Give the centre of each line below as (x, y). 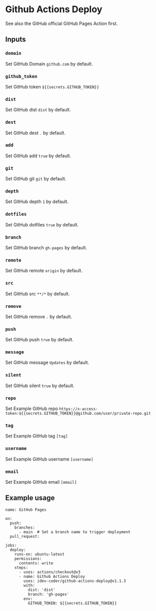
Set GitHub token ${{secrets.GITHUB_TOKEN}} (52, 86)
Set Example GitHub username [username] (49, 459)
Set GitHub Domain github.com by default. (49, 64)
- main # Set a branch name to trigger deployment (74, 532)
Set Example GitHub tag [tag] (37, 436)
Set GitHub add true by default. (38, 156)
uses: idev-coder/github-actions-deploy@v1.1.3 (75, 581)
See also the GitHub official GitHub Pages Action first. (61, 23)
